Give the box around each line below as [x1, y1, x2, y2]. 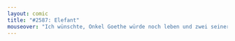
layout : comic [7, 10, 49, 17]
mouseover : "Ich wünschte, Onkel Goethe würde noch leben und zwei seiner [7, 23, 230, 30]
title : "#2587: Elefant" [7, 17, 80, 24]
